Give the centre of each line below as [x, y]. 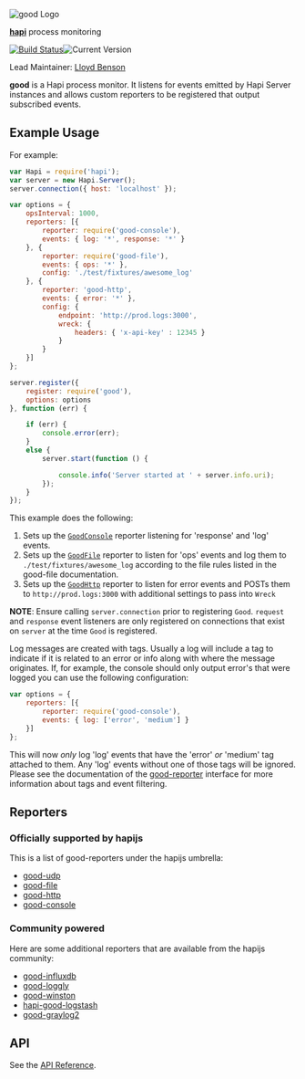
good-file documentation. [71, 574]
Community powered [57, 928]
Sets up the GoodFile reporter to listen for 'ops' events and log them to [154, 555]
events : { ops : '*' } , [85, 265]
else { [38, 450]
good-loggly [46, 985]
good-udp [41, 875]
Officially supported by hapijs [76, 838]
